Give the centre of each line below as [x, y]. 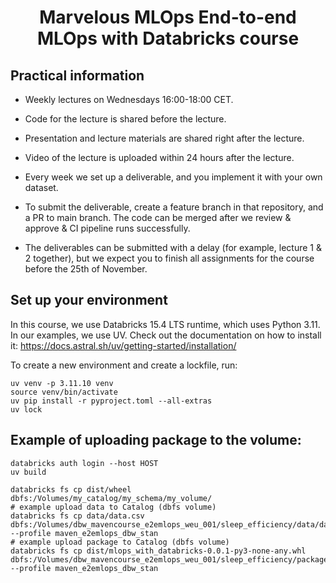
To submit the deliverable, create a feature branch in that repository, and [174, 207]
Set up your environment [89, 300]
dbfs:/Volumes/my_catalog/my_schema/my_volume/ [111, 498]
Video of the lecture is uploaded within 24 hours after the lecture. [159, 157]
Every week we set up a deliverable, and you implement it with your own [173, 177]
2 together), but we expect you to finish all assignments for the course [169, 258]
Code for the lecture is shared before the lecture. [125, 119]
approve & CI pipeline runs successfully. [107, 228]
